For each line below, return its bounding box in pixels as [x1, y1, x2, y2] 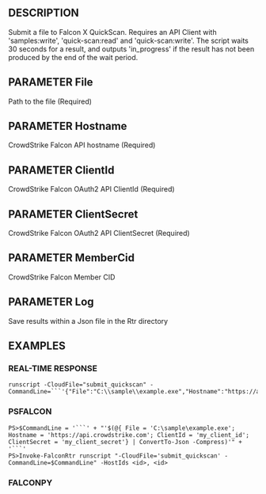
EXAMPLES [8, 340, 66, 353]
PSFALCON [8, 406, 52, 417]
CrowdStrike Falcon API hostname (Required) [8, 140, 156, 150]
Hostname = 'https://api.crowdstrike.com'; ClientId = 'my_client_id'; [8, 431, 249, 439]
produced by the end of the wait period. [8, 52, 139, 62]
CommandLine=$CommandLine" [8, 458, 97, 466]
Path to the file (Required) [8, 97, 93, 106]
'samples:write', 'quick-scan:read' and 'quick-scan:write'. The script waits [8, 36, 249, 45]
